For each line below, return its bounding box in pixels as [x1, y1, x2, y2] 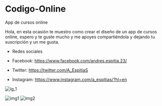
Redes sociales [12, 48, 43, 54]
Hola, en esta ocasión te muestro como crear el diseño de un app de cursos [5, 29, 157, 34]
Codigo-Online [5, 3, 66, 15]
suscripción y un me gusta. [5, 39, 59, 45]
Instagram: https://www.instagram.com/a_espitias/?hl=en [12, 76, 127, 82]
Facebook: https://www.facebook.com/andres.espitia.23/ [12, 58, 127, 63]
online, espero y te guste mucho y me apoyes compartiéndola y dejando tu [5, 34, 155, 40]
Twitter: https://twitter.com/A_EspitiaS [12, 67, 89, 73]
